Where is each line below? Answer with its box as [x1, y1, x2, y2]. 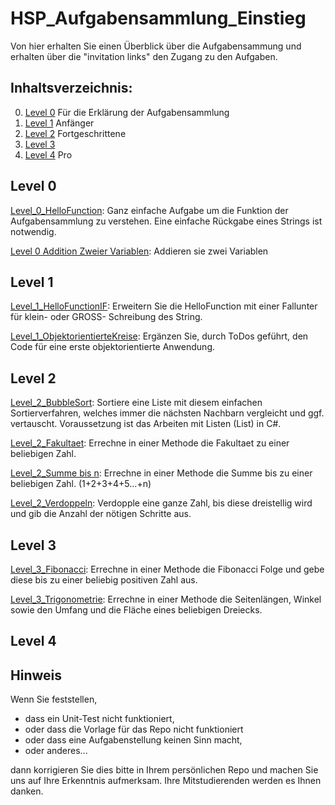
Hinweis [10, 667, 62, 684]
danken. [10, 785, 44, 797]
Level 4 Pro [24, 148, 73, 161]
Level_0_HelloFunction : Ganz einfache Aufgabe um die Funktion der [10, 204, 289, 216]
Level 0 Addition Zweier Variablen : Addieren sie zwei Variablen [10, 245, 269, 257]
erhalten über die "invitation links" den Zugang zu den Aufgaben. [10, 50, 278, 62]
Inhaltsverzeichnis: [10, 80, 133, 97]
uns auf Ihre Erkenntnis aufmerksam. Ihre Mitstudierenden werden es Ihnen [10, 775, 322, 787]
